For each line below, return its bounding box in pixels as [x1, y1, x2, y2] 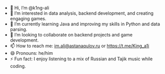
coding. [10, 63, 26, 69]
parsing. [10, 26, 28, 32]
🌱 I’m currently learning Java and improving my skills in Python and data [10, 21, 160, 27]
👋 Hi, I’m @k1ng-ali [10, 5, 49, 11]
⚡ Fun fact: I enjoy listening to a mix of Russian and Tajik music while [10, 56, 153, 62]
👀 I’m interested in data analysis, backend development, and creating [10, 10, 154, 16]
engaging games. [10, 16, 46, 21]
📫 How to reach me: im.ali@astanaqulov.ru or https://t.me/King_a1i [10, 43, 150, 49]
